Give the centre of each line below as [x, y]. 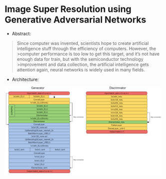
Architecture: [25, 79]
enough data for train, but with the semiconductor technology [80, 59]
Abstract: [21, 33]
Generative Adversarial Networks [76, 20]
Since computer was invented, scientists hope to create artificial [83, 43]
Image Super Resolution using [68, 9]
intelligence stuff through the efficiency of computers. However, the [86, 48]
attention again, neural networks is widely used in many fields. [81, 70]
